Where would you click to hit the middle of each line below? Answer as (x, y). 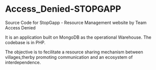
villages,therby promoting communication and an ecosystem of (69, 57)
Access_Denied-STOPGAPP (63, 9)
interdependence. (23, 62)
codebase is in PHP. (25, 42)
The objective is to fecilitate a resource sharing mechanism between (74, 52)
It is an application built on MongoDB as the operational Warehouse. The (78, 37)
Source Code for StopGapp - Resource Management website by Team (76, 23)
